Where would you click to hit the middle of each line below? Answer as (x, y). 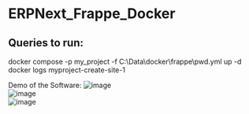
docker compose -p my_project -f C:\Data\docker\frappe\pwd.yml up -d (125, 61)
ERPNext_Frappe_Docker (92, 14)
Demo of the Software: (45, 85)
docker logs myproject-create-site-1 (67, 70)
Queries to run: (46, 43)
